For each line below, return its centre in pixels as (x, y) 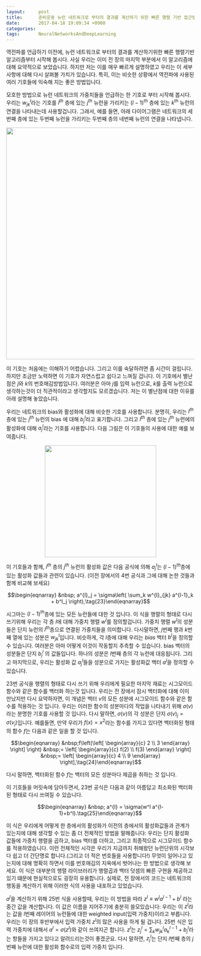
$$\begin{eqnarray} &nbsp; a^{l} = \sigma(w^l (94, 807)
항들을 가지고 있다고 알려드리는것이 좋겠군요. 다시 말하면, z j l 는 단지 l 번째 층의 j (103, 939)
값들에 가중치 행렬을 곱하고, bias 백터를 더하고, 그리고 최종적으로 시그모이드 (94, 841)
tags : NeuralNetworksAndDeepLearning (61, 34)
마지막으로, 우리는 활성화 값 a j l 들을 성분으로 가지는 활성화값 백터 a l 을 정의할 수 (103, 662)
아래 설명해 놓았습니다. (33, 398)
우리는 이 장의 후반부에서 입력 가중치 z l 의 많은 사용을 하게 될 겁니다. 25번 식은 (96, 921)
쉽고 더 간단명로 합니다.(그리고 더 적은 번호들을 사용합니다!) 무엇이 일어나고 (100, 856)
